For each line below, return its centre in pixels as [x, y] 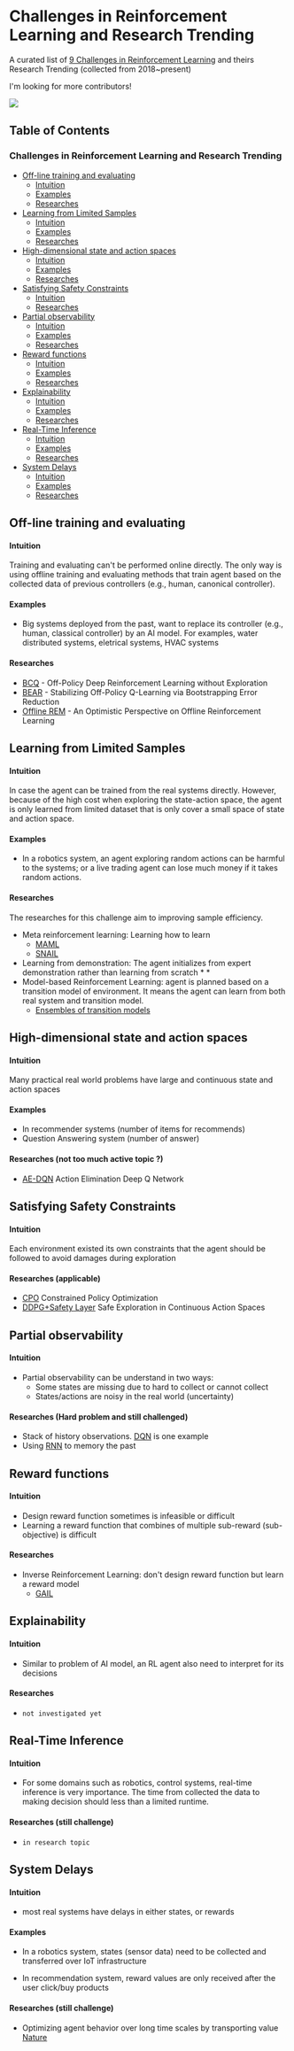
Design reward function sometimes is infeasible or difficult [128, 1515]
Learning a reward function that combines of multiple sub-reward [141, 1525]
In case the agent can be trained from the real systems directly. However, [143, 791]
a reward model [50, 1584]
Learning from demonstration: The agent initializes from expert [136, 963]
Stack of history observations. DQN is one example [115, 1436]
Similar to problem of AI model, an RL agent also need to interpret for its [153, 1663]
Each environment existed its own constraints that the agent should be [138, 1249]
